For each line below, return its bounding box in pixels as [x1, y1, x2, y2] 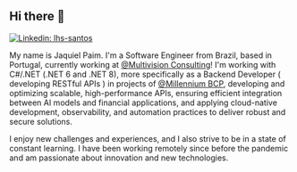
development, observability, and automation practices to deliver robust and [9, 106, 286, 117]
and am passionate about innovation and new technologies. [9, 152, 229, 163]
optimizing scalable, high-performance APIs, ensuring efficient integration [9, 87, 283, 98]
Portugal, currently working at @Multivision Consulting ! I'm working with [9, 59, 276, 70]
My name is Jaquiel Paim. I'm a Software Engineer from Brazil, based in [9, 50, 273, 61]
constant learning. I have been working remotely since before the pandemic [9, 143, 289, 153]
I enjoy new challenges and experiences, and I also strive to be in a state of [9, 133, 286, 143]
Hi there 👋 [9, 9, 65, 24]
